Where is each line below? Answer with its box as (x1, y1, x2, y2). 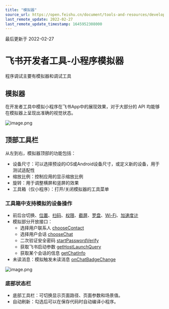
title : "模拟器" (5, 7, 37, 13)
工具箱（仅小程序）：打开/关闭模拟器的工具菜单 (12, 186, 109, 192)
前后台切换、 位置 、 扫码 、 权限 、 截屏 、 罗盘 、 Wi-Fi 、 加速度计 (12, 212, 139, 218)
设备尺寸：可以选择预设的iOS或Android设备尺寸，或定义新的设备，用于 (12, 161, 160, 167)
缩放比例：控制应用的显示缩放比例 (12, 173, 83, 179)
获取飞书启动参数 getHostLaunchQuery (20, 244, 102, 250)
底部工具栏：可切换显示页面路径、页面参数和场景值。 (12, 292, 123, 298)
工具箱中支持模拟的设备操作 (5, 200, 72, 207)
